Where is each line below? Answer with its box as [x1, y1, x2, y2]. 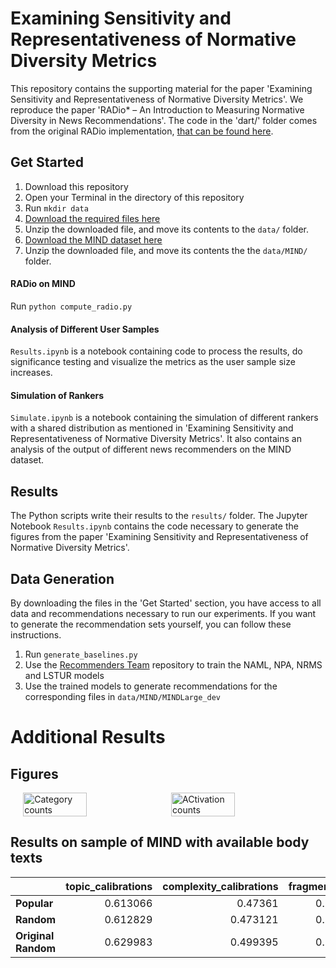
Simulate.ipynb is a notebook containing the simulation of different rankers [10, 412, 319, 424]
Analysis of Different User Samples [10, 323, 160, 335]
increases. [10, 367, 53, 379]
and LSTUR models [24, 669, 105, 681]
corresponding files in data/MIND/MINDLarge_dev [24, 690, 221, 702]
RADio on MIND [10, 278, 76, 290]
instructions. [10, 628, 62, 641]
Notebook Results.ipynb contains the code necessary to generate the [10, 520, 299, 532]
